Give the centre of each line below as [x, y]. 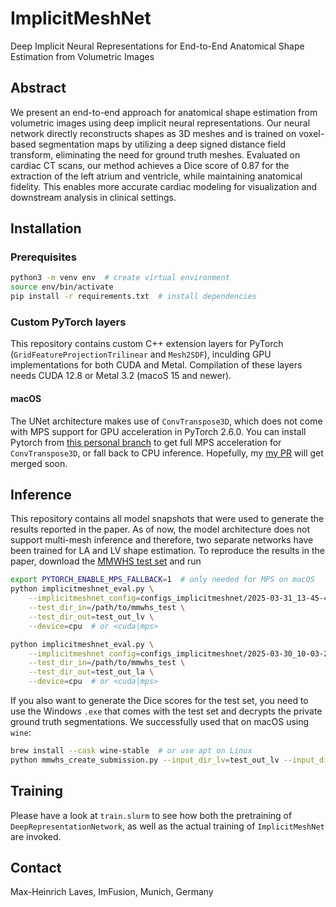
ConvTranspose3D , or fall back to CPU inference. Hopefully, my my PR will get [167, 453]
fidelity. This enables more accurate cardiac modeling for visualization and [164, 186]
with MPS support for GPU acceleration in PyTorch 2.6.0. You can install [158, 431]
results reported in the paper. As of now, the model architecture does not [160, 529]
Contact [36, 867]
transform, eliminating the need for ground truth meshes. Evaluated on [155, 154]
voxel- [311, 133]
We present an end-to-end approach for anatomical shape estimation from [164, 112]
